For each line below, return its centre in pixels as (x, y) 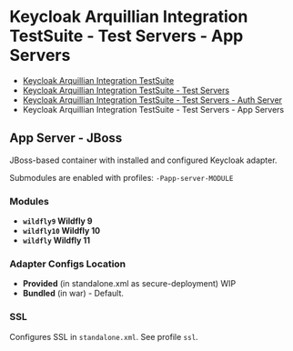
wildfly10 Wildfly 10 (61, 231)
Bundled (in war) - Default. (73, 294)
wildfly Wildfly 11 (56, 241)
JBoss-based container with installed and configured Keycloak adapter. (143, 160)
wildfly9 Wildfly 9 (57, 221)
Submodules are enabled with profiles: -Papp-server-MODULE (121, 177)
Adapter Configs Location (68, 264)
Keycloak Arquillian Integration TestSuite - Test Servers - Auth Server (152, 100)
